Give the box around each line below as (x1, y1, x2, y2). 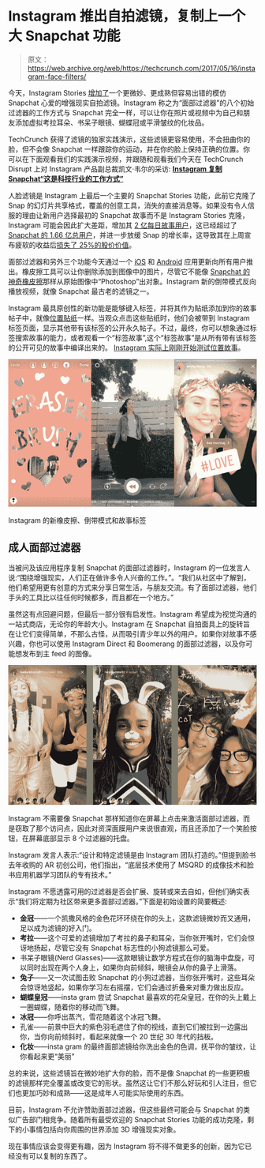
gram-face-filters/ (27, 72, 87, 81)
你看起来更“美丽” (19, 1051, 75, 1061)
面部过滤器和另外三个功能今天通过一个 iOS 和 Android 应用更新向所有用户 (8, 257, 247, 266)
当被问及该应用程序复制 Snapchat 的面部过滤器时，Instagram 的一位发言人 (8, 563, 251, 573)
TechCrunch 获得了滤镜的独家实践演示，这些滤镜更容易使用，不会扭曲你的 (8, 134, 251, 144)
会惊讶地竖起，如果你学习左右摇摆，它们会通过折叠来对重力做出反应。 (19, 982, 248, 992)
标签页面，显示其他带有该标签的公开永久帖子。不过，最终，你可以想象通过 (8, 323, 250, 332)
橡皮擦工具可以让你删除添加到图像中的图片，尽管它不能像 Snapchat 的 (21, 266, 251, 276)
